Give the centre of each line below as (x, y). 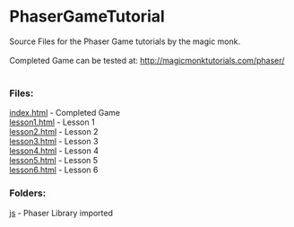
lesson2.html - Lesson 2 (54, 132)
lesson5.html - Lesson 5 (54, 161)
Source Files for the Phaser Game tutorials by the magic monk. (125, 41)
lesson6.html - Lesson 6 (54, 170)
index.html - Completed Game (65, 113)
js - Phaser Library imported (61, 213)
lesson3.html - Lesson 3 (54, 142)
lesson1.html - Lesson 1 (52, 122)
